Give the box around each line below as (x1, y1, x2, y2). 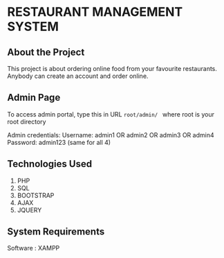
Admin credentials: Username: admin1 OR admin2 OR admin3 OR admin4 (7, 130, 214, 139)
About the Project (7, 46, 85, 58)
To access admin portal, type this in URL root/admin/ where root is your (7, 110, 214, 118)
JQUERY (17, 206, 42, 214)
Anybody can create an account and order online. (7, 72, 149, 80)
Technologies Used (7, 158, 92, 170)
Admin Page (7, 92, 61, 103)
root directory (7, 117, 46, 126)
